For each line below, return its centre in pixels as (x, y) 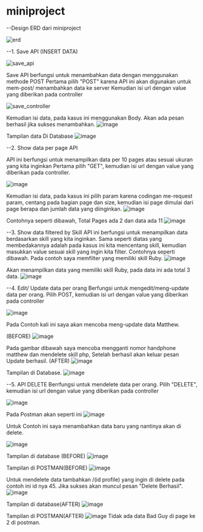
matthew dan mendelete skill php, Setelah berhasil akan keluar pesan (93, 354)
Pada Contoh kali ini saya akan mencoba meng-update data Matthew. (93, 324)
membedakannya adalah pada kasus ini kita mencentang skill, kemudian (96, 245)
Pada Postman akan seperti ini (44, 414)
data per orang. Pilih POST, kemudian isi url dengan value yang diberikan (97, 294)
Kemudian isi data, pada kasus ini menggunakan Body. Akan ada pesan (95, 118)
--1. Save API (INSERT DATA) (42, 51)
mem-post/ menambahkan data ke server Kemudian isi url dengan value (96, 88)
